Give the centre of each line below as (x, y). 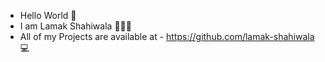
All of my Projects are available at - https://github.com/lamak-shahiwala (167, 36)
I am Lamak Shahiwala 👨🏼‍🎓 (75, 26)
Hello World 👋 (48, 15)
